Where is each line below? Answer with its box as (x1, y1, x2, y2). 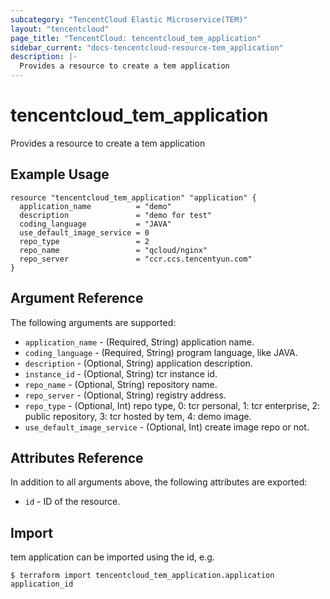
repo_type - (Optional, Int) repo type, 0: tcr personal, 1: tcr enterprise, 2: (24, 399, 321, 411)
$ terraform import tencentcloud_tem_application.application (10, 571, 275, 581)
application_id (10, 579, 74, 590)
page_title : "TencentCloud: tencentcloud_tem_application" (10, 33, 262, 43)
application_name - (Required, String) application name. (24, 336, 255, 348)
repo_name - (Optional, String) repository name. (24, 378, 218, 390)
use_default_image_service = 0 (19, 227, 150, 238)
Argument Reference (10, 290, 144, 307)
